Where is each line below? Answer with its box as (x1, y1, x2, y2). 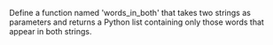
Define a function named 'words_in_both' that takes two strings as (9, 8, 251, 18)
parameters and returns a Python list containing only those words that (9, 17, 264, 27)
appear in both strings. (9, 26, 92, 36)
